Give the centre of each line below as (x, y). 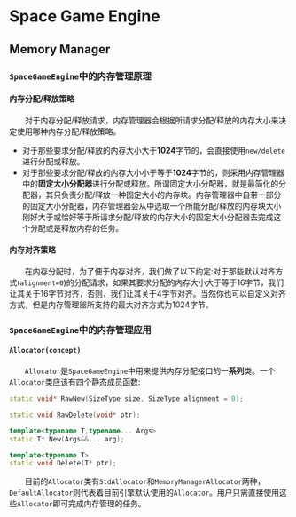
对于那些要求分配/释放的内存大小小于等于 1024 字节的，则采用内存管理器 (153, 172)
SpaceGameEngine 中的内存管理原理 (81, 76)
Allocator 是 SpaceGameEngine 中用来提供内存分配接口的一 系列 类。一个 (150, 371)
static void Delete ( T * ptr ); (63, 464)
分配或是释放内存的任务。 (77, 227)
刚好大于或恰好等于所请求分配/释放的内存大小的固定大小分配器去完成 (148, 217)
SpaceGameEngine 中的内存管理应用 (81, 330)
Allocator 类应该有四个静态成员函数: (75, 382)
